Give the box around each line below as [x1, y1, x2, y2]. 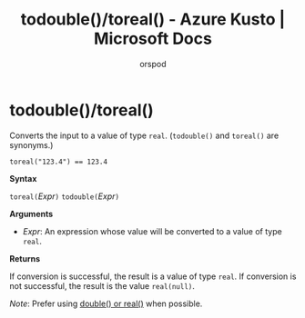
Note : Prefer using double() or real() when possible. [9, 298, 203, 309]
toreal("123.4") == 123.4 [9, 157, 107, 166]
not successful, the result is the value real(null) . [9, 280, 196, 291]
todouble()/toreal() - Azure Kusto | [20, 9, 286, 30]
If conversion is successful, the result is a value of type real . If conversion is [9, 271, 297, 282]
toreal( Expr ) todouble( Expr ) [9, 191, 120, 202]
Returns [9, 253, 41, 263]
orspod [139, 58, 167, 69]
